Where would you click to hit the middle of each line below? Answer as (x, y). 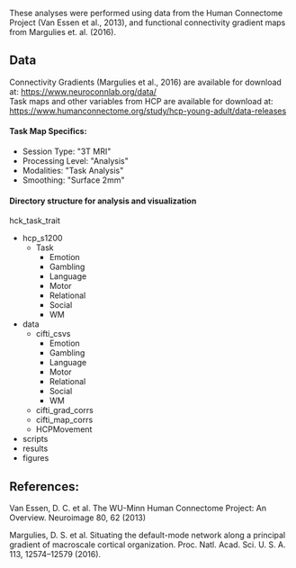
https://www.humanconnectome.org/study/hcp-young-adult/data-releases (148, 111)
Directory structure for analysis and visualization (103, 201)
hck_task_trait (35, 221)
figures (36, 458)
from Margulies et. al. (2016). (63, 32)
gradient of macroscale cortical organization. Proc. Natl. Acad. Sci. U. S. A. (148, 545)
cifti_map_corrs (64, 420)
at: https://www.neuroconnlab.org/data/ (83, 91)
